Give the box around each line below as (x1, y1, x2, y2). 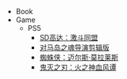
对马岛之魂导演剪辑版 (39, 43, 110, 52)
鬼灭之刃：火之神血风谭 (39, 62, 117, 72)
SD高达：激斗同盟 (39, 33, 98, 42)
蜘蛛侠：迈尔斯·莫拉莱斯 (39, 53, 119, 62)
